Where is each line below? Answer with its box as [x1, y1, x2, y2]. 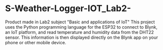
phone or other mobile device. [5, 39, 66, 45]
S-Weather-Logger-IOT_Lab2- [5, 3, 131, 14]
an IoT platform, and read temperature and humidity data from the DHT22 [5, 29, 154, 35]
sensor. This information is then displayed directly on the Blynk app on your [5, 34, 159, 40]
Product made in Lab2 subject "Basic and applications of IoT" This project [5, 19, 155, 25]
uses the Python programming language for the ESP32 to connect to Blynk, [5, 24, 158, 30]
